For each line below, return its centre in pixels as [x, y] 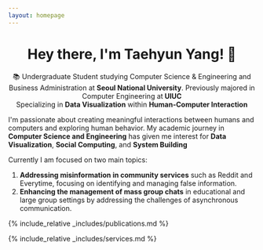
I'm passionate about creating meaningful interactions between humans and [131, 119]
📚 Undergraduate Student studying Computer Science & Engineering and [132, 76]
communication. [46, 208]
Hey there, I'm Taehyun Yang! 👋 [132, 54]
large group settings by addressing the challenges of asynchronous [129, 200]
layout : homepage [37, 15]
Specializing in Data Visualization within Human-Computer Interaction [132, 104]
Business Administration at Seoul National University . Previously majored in [132, 88]
